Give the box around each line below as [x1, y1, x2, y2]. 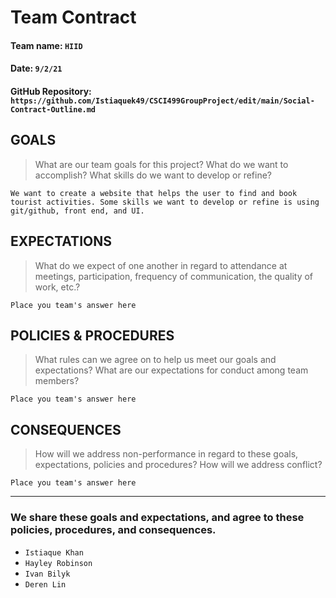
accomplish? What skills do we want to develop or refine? [34, 169, 273, 181]
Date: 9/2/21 [10, 62, 63, 75]
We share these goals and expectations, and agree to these [10, 511, 305, 525]
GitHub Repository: [10, 85, 92, 97]
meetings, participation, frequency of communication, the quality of [34, 270, 314, 282]
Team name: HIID [10, 39, 83, 51]
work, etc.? [34, 281, 81, 293]
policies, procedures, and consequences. [10, 523, 217, 537]
